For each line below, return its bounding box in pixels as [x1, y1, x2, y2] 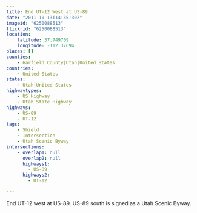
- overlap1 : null [17, 149, 61, 156]
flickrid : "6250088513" [6, 25, 67, 32]
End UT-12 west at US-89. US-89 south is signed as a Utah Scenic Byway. [6, 199, 192, 206]
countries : [6, 65, 34, 71]
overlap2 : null [22, 155, 61, 161]
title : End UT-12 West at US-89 [6, 8, 88, 15]
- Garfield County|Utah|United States [17, 59, 115, 65]
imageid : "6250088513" [6, 20, 64, 26]
